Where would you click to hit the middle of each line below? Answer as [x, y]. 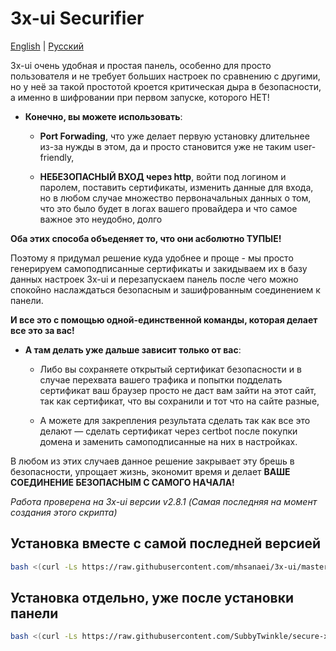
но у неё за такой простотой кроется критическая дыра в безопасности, [166, 86]
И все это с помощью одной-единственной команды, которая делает [164, 319]
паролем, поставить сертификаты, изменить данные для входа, [176, 187]
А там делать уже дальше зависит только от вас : [133, 349]
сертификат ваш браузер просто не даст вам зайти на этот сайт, [178, 390]
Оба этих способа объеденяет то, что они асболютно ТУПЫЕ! [146, 238]
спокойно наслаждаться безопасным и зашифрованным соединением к [165, 289]
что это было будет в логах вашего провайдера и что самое [168, 208]
